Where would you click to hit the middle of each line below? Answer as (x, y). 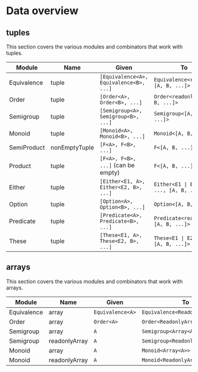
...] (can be (117, 165)
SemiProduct (27, 147)
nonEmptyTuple (72, 147)
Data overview (42, 11)
